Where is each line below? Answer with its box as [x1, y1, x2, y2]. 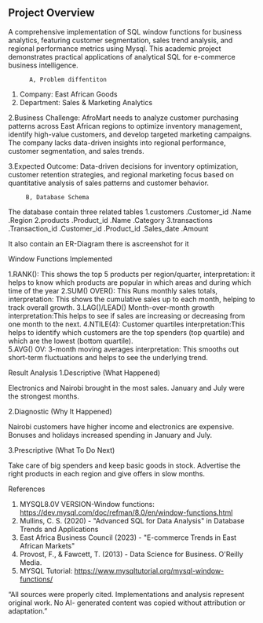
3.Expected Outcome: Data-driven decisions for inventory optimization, [8, 161, 239, 171]
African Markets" [19, 541, 75, 550]
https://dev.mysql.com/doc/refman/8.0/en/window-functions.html [19, 508, 233, 517]
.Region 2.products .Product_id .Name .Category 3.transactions [8, 215, 214, 224]
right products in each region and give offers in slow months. [8, 468, 206, 478]
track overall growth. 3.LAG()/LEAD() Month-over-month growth [8, 302, 214, 312]
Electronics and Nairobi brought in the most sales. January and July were [8, 383, 245, 392]
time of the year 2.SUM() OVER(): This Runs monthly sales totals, [8, 286, 218, 295]
